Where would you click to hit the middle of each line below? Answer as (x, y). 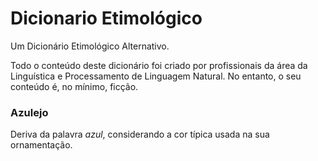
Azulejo (29, 112)
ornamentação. (41, 145)
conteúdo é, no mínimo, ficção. (74, 86)
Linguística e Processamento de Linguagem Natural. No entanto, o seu (156, 76)
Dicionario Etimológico (106, 18)
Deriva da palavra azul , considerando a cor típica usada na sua (140, 134)
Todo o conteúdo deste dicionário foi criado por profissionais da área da (159, 65)
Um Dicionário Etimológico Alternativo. (90, 46)
